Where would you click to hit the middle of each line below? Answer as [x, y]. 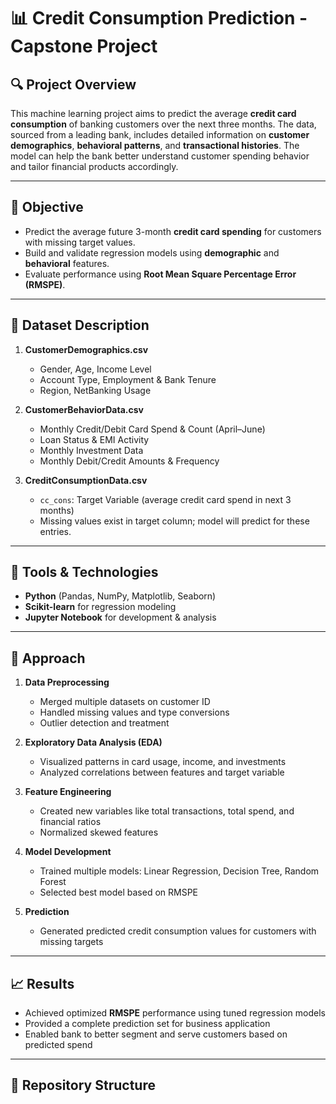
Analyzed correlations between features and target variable [162, 772]
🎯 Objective [47, 207]
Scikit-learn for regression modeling [100, 607]
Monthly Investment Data [91, 450]
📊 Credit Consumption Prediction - [159, 18]
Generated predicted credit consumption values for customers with [178, 931]
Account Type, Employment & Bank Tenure [128, 379]
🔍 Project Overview [73, 84]
